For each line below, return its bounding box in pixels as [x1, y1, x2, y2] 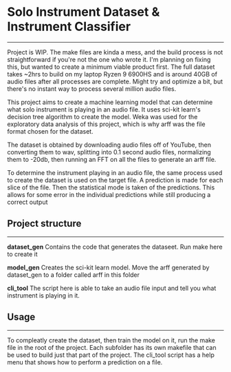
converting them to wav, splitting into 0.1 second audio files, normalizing [7, 147, 211, 156]
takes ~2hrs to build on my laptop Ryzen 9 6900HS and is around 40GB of [7, 70, 218, 78]
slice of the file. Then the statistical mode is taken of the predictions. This [7, 183, 215, 192]
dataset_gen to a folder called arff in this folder [7, 270, 140, 279]
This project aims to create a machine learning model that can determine [7, 98, 213, 106]
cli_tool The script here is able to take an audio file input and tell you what [7, 284, 217, 292]
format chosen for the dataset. [7, 127, 94, 135]
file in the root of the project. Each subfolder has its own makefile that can [7, 343, 217, 351]
